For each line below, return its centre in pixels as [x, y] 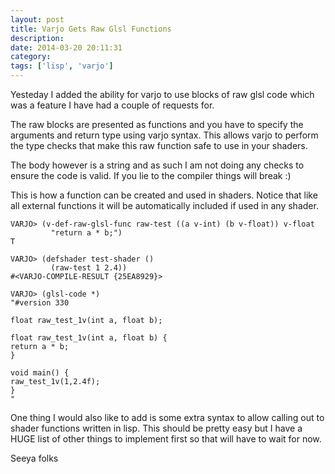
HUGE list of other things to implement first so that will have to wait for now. [166, 439]
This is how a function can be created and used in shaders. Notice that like [164, 195]
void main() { [40, 373]
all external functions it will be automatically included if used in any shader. [164, 205]
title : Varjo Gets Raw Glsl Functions [91, 29]
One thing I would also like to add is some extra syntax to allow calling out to [167, 417]
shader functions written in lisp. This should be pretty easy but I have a [156, 428]
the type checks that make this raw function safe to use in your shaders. [159, 145]
